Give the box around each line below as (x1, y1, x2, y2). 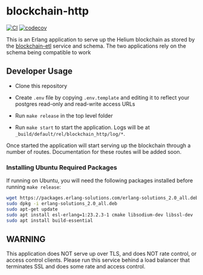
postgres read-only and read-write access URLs (14, 100, 135, 107)
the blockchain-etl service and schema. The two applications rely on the (6, 42, 186, 49)
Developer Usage (6, 66, 72, 77)
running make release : (6, 183, 62, 191)
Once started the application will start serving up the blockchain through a (6, 142, 191, 149)
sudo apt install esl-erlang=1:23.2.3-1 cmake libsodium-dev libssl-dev (6, 212, 193, 218)
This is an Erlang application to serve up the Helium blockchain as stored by (6, 36, 195, 43)
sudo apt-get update (6, 206, 59, 212)
